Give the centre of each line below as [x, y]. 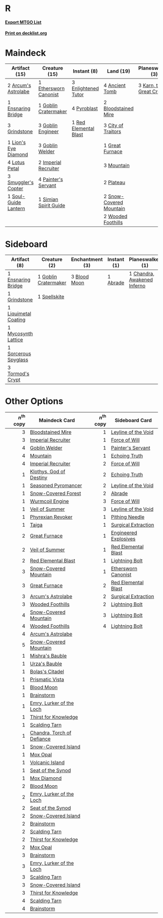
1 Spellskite [51, 297]
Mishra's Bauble [48, 656]
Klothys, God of [48, 471]
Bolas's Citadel [47, 671]
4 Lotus [16, 162]
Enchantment [87, 259]
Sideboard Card [133, 420]
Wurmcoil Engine [49, 501]
